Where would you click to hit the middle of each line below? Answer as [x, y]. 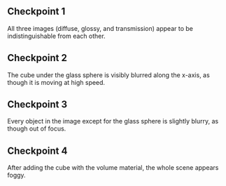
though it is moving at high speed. [56, 82]
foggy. [16, 175]
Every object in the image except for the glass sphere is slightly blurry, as [113, 121]
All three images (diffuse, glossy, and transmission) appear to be [100, 28]
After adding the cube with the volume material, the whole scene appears [113, 168]
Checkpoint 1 [36, 12]
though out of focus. [37, 128]
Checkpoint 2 [37, 58]
